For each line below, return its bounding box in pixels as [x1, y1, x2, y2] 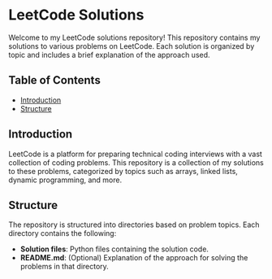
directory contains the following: [8, 229, 117, 238]
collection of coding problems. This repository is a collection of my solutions [8, 157, 264, 168]
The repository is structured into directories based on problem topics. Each [8, 220, 260, 229]
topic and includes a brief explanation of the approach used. [8, 50, 210, 59]
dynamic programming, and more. [8, 175, 123, 185]
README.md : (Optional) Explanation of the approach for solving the [19, 253, 248, 263]
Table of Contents [8, 73, 101, 87]
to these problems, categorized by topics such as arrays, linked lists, [8, 166, 238, 176]
